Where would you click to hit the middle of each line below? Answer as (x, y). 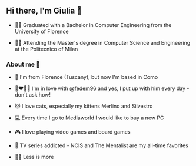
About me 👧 (23, 64)
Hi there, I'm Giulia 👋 (44, 11)
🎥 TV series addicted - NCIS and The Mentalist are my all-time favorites (101, 145)
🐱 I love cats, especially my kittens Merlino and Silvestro (84, 106)
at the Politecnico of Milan (46, 49)
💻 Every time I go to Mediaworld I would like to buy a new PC (89, 118)
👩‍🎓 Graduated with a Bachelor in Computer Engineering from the (93, 25)
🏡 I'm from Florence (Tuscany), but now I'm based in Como (86, 77)
